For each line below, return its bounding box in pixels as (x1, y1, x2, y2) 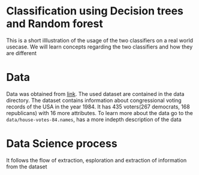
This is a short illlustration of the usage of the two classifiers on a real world (6, 37, 194, 44)
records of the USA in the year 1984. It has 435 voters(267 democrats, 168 (6, 103, 190, 110)
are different (6, 49, 37, 56)
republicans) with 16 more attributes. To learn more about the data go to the (6, 109, 193, 116)
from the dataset (6, 163, 47, 170)
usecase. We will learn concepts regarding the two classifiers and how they (6, 43, 193, 50)
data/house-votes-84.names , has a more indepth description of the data (6, 116, 182, 123)
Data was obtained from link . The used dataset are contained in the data (6, 90, 185, 97)
